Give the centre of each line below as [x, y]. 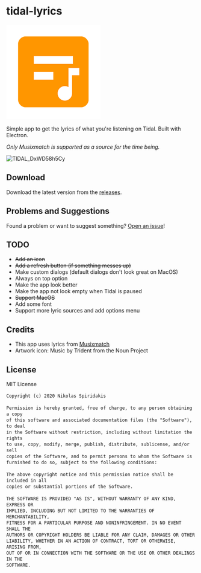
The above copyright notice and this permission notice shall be [90, 474]
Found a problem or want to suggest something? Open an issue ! [86, 225]
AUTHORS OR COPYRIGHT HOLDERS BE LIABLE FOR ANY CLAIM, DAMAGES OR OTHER [101, 535]
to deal [16, 426]
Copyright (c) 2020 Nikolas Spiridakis [56, 396]
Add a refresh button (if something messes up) [73, 266]
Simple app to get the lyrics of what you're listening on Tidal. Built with [94, 129]
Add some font [33, 304]
